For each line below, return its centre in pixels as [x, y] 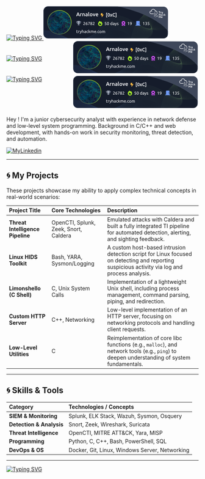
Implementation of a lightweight [147, 282]
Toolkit [18, 264]
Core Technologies [76, 210]
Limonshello [25, 288]
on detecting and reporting [141, 260]
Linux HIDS [23, 257]
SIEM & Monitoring [33, 416]
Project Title [25, 210]
